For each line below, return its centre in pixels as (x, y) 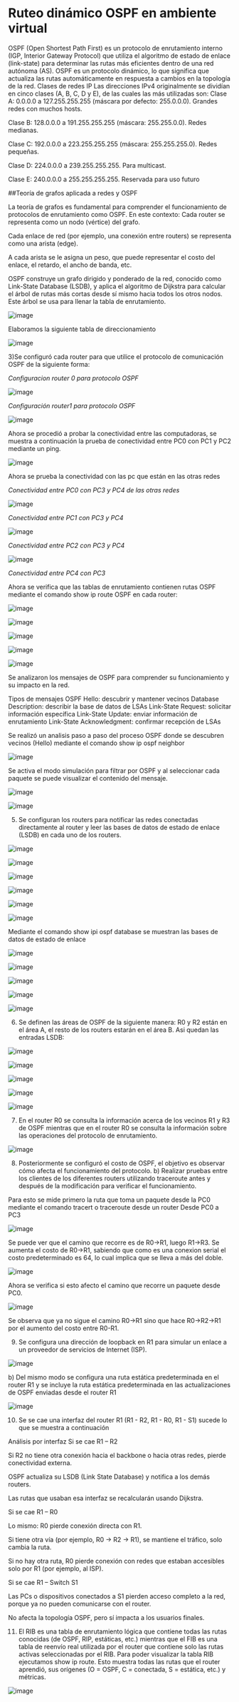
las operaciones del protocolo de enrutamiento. (88, 1135)
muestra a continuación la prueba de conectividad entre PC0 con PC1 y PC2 (120, 441)
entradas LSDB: (41, 1037)
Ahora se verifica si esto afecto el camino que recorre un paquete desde (114, 1285)
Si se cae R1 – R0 (33, 1511)
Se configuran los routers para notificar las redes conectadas (108, 819)
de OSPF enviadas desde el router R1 (62, 1392)
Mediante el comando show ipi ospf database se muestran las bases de (113, 931)
